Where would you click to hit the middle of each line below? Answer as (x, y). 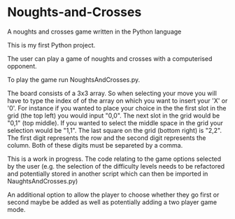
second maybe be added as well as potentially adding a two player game (112, 202)
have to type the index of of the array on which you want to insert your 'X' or (117, 100)
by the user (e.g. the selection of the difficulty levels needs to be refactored (116, 166)
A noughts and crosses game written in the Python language (94, 31)
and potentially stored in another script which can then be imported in (108, 174)
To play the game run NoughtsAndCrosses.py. (74, 79)
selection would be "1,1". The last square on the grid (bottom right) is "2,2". (115, 130)
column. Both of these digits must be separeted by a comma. (95, 145)
